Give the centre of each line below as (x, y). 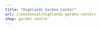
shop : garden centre (26, 19)
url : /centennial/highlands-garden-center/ (51, 14)
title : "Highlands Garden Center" (41, 10)
